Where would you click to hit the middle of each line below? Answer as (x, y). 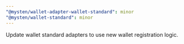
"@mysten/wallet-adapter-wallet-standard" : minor (70, 12)
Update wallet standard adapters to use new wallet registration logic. (92, 34)
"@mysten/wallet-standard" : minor (50, 17)
